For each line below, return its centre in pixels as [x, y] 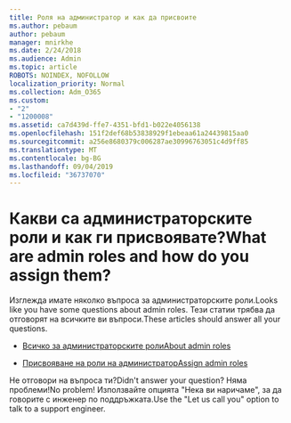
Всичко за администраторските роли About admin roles [126, 346]
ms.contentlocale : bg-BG [55, 158]
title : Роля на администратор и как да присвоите [103, 17]
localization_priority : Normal [67, 84]
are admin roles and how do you [129, 257]
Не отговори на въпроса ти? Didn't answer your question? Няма [128, 380]
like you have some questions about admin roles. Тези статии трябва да [142, 310]
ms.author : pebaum [43, 26]
